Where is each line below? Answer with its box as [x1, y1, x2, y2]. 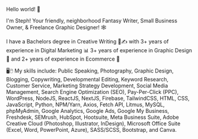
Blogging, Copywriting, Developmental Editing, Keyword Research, [6, 76, 169, 83]
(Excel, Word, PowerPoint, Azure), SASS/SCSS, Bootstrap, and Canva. [6, 127, 177, 133]
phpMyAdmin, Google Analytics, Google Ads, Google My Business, [6, 108, 170, 114]
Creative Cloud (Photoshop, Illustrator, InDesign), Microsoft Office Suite [6, 120, 181, 127]
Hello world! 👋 [6, 6, 40, 12]
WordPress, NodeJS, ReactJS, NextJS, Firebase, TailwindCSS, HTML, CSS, [6, 95, 190, 102]
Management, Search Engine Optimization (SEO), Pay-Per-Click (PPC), [6, 89, 179, 95]
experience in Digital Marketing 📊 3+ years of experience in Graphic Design [6, 47, 193, 53]
